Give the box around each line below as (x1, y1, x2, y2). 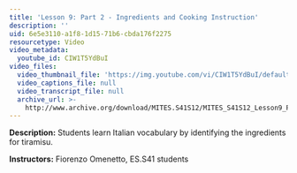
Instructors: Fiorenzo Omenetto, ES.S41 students (9, 154, 189, 164)
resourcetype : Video (9, 37, 86, 47)
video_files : (9, 63, 57, 71)
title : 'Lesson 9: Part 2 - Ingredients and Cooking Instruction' (9, 12, 259, 22)
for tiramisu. (9, 137, 53, 147)
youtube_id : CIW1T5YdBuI (17, 54, 109, 63)
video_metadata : (9, 46, 69, 55)
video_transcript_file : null (17, 86, 125, 95)
